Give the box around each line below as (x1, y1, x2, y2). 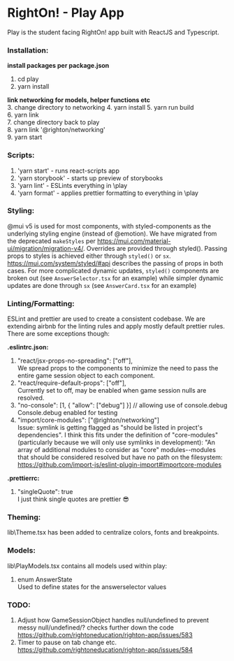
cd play (17, 75, 39, 83)
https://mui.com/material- (97, 236, 171, 245)
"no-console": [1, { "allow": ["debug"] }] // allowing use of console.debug (17, 401, 228, 409)
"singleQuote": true (17, 488, 73, 496)
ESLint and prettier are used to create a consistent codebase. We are (7, 314, 206, 323)
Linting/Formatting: (7, 298, 75, 308)
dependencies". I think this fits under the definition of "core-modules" (17, 431, 219, 440)
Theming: (7, 512, 41, 522)
